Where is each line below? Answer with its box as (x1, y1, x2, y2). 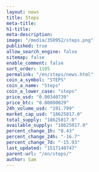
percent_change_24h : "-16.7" (6, 134, 80, 140)
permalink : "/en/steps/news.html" (6, 71, 94, 77)
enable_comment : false (6, 60, 64, 66)
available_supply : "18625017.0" (6, 123, 88, 129)
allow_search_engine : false (6, 49, 78, 55)
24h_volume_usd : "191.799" (6, 105, 75, 112)
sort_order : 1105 (6, 65, 50, 72)
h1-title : (6, 26, 32, 32)
